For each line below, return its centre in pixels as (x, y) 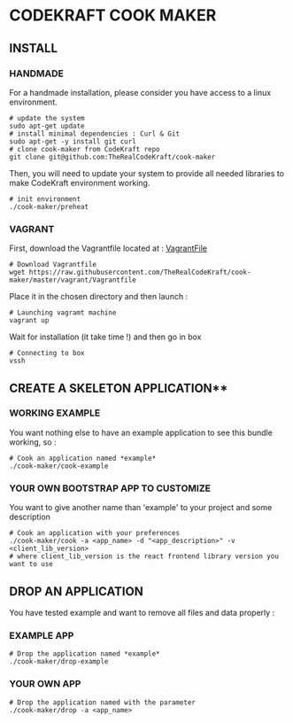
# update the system (47, 118)
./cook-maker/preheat (49, 206)
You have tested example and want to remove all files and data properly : (142, 612)
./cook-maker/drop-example (59, 662)
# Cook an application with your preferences (94, 533)
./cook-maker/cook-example (59, 466)
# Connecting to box (47, 354)
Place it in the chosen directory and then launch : (99, 297)
